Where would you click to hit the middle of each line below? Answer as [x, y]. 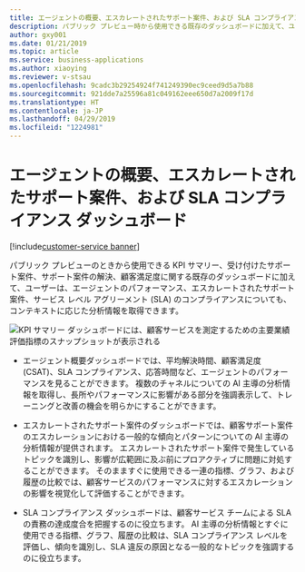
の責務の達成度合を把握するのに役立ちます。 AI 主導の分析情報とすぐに [155, 524]
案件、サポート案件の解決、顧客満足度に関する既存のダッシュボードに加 [152, 276]
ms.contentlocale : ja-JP [56, 111]
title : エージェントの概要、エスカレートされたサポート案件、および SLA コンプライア [152, 18]
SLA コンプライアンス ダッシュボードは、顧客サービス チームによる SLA [157, 512]
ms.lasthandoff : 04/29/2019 [63, 119]
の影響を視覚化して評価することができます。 [105, 493]
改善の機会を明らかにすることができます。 [142, 406]
